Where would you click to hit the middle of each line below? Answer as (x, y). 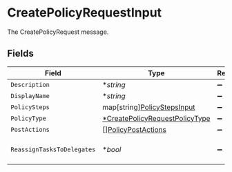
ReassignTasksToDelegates (53, 149)
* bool (112, 149)
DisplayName (30, 96)
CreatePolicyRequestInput (85, 13)
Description (30, 85)
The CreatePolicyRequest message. (58, 32)
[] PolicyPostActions (135, 129)
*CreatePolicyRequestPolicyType (156, 118)
